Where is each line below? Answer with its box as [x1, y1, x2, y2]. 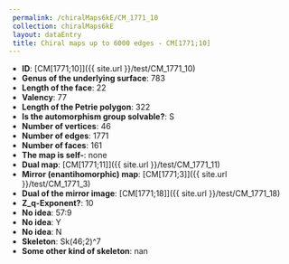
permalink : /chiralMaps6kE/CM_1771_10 [12, 13, 159, 23]
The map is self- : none [21, 150, 107, 161]
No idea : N [21, 227, 62, 238]
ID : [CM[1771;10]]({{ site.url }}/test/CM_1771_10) [21, 63, 196, 74]
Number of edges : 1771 [21, 130, 109, 141]
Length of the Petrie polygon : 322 [21, 101, 151, 113]
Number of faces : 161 [21, 140, 103, 151]
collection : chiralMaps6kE [12, 22, 115, 31]
